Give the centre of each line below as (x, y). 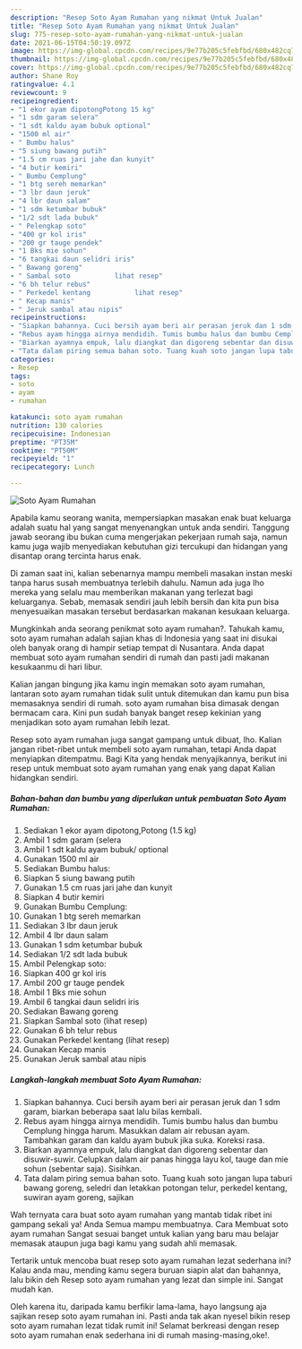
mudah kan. (32, 1289)
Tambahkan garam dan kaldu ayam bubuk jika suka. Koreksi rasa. (144, 1140)
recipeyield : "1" (43, 459)
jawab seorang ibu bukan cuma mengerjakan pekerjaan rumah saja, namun (149, 537)
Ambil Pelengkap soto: (65, 964)
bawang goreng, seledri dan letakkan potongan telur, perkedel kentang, (155, 1188)
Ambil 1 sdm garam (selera (72, 840)
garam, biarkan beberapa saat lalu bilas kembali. (112, 1111)
